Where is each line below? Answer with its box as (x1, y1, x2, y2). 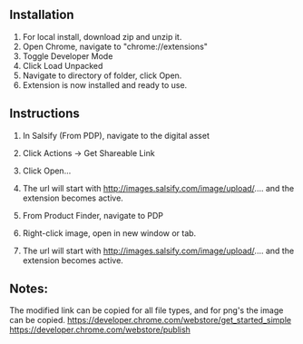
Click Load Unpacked (22, 60, 103, 71)
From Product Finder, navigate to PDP (22, 210, 163, 221)
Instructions (9, 106, 80, 122)
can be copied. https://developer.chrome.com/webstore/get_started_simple (9, 315, 292, 326)
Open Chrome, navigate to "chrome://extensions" (22, 41, 209, 52)
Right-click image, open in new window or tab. (22, 227, 197, 239)
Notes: (9, 281, 48, 297)
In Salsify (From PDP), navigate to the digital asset (22, 130, 210, 141)
